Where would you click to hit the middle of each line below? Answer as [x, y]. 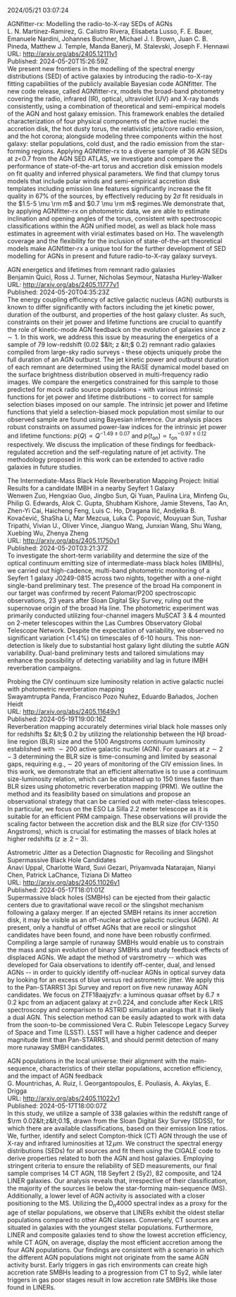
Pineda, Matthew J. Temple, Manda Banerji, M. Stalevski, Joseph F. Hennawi [118, 46]
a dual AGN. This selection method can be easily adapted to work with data [117, 1017]
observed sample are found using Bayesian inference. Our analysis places [115, 419]
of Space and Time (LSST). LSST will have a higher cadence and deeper [112, 1033]
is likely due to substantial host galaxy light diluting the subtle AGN [133, 646]
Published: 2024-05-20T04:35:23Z [59, 292]
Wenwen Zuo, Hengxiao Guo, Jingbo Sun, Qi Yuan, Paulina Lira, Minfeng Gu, [118, 496]
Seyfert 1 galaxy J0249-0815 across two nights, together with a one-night [114, 578]
